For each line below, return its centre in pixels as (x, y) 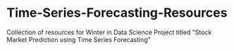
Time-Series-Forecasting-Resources (117, 13)
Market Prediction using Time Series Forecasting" (79, 39)
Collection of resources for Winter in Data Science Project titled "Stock (109, 32)
